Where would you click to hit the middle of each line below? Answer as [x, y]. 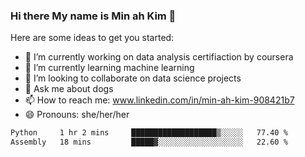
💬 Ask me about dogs [69, 89]
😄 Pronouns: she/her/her [77, 115]
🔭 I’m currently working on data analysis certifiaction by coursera [159, 57]
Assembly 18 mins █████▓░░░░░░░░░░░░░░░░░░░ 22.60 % [149, 142]
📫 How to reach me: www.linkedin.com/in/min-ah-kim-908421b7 [159, 100]
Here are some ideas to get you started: [92, 38]
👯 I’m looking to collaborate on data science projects [133, 78]
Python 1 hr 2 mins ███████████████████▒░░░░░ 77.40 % [149, 133]
